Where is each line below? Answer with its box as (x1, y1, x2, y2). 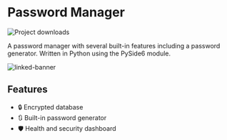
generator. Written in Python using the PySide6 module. (7, 49, 171, 58)
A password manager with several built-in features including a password (7, 41, 221, 50)
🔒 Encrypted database (17, 102, 84, 111)
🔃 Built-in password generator (17, 113, 107, 122)
